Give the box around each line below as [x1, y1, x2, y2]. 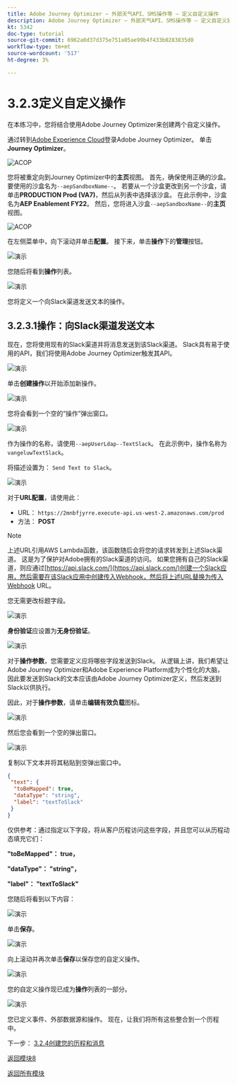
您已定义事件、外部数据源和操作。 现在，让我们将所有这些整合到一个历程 [7, 1015, 219, 1023]
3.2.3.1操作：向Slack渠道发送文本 [7, 320, 155, 332]
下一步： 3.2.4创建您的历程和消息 [7, 1039, 104, 1047]
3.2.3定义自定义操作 [7, 95, 126, 111]
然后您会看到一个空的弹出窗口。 [7, 728, 100, 736]
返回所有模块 [7, 1068, 44, 1077]
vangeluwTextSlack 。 [7, 447, 68, 457]
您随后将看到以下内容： [7, 894, 75, 903]
